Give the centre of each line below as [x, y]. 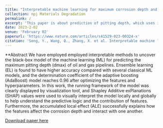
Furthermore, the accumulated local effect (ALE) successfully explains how [80, 106]
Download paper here [27, 120]
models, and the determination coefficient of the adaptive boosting [72, 75]
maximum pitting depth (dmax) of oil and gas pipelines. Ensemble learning [79, 65]
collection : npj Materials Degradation [45, 14]
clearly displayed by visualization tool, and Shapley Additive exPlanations [78, 90]
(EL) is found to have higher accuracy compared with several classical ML [79, 70]
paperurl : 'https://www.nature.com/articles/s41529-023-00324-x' [72, 37]
